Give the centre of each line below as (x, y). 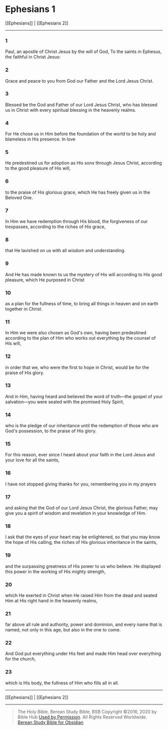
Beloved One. (19, 197)
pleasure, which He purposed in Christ (45, 280)
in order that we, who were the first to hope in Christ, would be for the (77, 367)
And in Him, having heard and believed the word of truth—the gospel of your (84, 396)
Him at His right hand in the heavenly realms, (51, 600)
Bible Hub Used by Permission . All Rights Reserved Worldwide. (82, 717)
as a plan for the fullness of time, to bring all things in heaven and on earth (82, 303)
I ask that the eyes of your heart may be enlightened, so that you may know (83, 537)
